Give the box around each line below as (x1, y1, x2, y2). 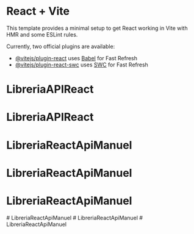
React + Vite (6, 4, 70, 18)
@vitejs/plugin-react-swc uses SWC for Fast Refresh (15, 61, 148, 68)
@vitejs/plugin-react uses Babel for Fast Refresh (15, 54, 138, 62)
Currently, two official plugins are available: (6, 43, 115, 50)
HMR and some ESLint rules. (6, 30, 78, 38)
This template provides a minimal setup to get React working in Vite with (6, 24, 188, 32)
